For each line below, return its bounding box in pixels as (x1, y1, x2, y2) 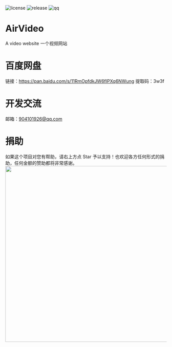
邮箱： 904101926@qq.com (5, 116, 62, 122)
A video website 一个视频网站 (5, 40, 68, 46)
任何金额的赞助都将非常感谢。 (14, 160, 77, 166)
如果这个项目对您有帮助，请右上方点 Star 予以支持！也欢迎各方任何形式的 (5, 154, 160, 160)
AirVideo (5, 23, 44, 34)
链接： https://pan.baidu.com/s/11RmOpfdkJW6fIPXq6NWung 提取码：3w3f (5, 78, 165, 84)
